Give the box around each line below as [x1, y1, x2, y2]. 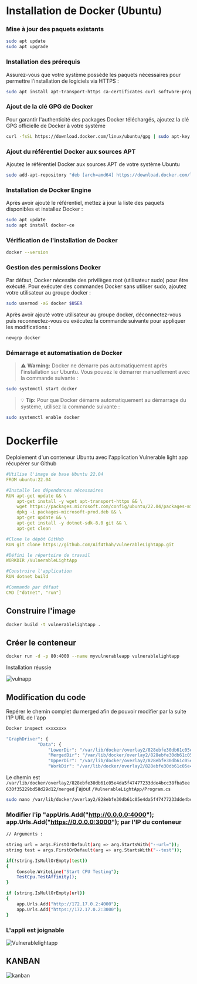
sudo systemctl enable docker [6, 415, 80, 421]
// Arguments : [6, 831, 43, 837]
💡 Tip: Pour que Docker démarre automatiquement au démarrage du [20, 397, 186, 404]
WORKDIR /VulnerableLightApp [6, 557, 77, 564]
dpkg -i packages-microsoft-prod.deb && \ [16, 509, 122, 515]
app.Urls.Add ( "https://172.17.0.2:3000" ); [16, 907, 122, 912]
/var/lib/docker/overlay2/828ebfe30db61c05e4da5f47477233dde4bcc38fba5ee [6, 780, 191, 786]
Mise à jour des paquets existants [6, 25, 104, 33]
